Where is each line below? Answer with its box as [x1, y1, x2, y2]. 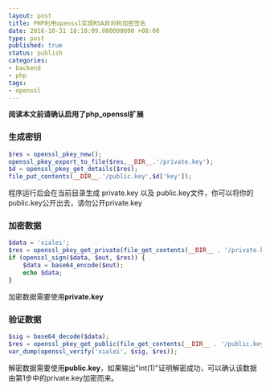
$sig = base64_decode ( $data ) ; [8, 332, 110, 341]
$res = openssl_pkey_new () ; [8, 150, 103, 158]
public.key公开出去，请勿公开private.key [8, 198, 143, 208]
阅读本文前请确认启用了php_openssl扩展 [8, 109, 144, 119]
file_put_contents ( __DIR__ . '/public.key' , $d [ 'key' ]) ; [8, 173, 193, 181]
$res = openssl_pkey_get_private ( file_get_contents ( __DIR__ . [8, 246, 221, 255]
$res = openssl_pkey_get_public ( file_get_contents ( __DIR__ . [8, 340, 218, 348]
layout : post [8, 11, 52, 20]
